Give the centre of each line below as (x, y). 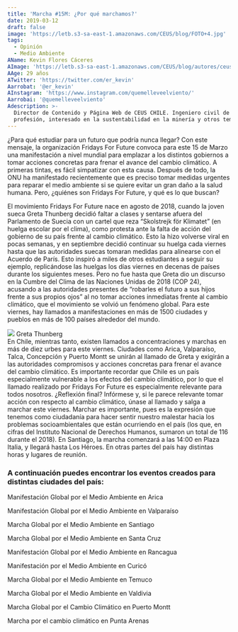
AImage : (19, 67)
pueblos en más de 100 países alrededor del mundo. (84, 319)
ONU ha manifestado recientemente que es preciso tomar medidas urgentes (119, 177)
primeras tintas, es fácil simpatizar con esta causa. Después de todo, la (112, 170)
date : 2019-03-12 (33, 21)
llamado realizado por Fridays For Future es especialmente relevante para (115, 387)
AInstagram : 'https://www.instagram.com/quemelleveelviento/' (101, 93)
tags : (15, 40)
